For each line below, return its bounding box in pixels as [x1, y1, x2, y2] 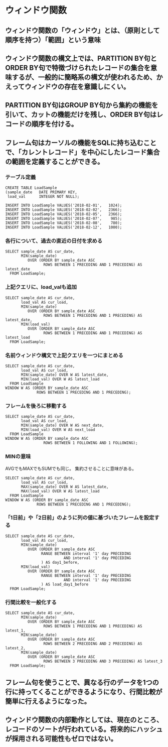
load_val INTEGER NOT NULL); [7, 194, 80, 199]
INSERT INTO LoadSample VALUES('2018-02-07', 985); [5, 216, 122, 221]
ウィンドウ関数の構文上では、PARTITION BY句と [5, 54, 157, 63]
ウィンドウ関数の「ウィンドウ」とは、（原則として [5, 26, 160, 35]
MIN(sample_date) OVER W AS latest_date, [21, 372, 109, 377]
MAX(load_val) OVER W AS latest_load [21, 488, 100, 493]
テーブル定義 [5, 174, 36, 181]
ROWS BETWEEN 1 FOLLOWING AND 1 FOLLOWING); [43, 440, 138, 446]
